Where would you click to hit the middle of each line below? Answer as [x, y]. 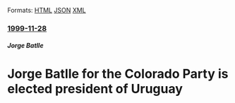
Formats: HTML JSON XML [47, 10]
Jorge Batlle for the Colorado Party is [118, 74]
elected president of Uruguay [95, 89]
